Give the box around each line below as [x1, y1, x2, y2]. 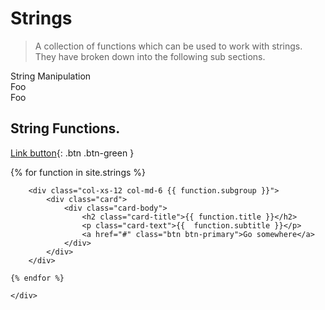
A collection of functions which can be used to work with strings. [34, 40, 303, 52]
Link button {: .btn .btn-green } [10, 147, 135, 159]
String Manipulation [10, 70, 92, 82]
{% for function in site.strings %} [10, 166, 147, 178]
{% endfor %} [10, 273, 65, 283]
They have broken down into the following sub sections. [34, 50, 266, 62]
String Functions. [10, 120, 121, 137]
